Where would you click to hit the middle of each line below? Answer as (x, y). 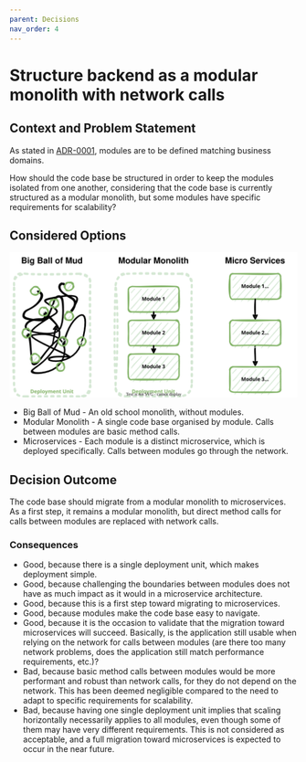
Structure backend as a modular (134, 75)
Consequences (44, 545)
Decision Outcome (63, 480)
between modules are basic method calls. (101, 432)
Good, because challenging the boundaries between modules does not (156, 584)
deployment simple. (60, 575)
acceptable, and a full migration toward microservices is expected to (152, 739)
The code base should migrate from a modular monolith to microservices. (148, 502)
